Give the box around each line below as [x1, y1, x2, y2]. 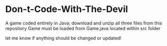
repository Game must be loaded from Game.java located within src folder [5, 25, 161, 31]
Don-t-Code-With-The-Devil [5, 3, 128, 15]
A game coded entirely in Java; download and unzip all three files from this [5, 20, 162, 26]
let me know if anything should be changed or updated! [5, 35, 122, 41]
